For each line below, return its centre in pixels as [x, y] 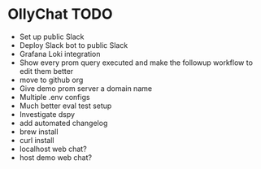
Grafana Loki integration [60, 54]
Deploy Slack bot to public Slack [74, 45]
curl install [37, 140]
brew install [39, 132]
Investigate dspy [47, 114]
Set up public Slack [52, 37]
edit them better [46, 71]
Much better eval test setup [65, 106]
